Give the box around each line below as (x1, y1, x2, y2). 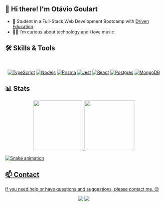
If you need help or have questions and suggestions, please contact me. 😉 (5, 186, 160, 192)
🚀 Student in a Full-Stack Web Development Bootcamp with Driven (12, 18, 149, 24)
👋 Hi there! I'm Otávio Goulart (5, 5, 98, 13)
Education (12, 23, 33, 29)
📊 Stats (5, 84, 30, 93)
